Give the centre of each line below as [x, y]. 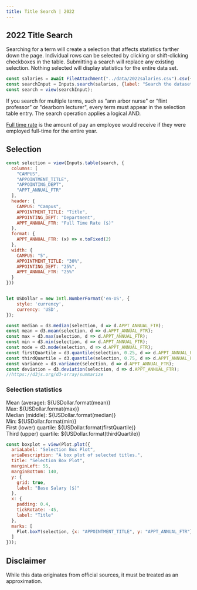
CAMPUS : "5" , [33, 256]
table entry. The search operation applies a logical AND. [74, 113]
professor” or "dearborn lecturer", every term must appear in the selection [96, 107]
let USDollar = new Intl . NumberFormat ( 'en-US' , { [68, 299]
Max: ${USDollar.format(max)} [43, 409]
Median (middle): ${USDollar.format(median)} [61, 415]
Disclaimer [26, 561]
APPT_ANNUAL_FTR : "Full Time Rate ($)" [65, 223]
